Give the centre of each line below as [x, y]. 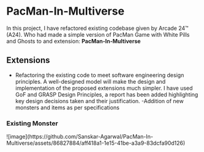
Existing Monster [32, 123]
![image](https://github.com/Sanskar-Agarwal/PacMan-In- [80, 137]
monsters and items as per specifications [67, 107]
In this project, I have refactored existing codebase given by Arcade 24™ [97, 28]
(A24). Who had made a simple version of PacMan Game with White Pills [98, 34]
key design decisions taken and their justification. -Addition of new [99, 101]
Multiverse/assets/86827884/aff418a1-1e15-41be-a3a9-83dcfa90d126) [96, 143]
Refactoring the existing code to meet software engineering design [100, 75]
